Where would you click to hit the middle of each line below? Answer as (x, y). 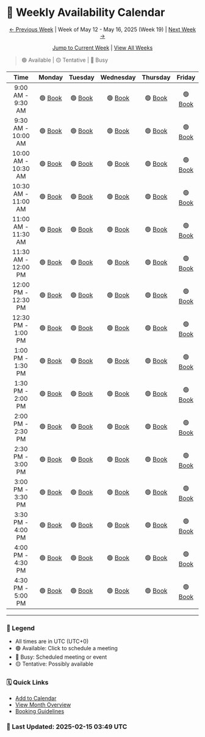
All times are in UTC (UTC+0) (52, 642)
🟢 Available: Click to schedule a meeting (66, 648)
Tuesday (81, 77)
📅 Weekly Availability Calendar (86, 13)
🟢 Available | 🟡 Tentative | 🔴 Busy (65, 60)
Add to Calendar (36, 698)
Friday (186, 77)
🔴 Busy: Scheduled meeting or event (61, 657)
